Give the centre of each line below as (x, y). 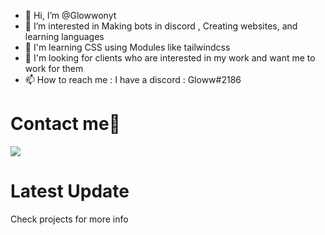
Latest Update (70, 191)
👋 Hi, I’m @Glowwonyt (70, 15)
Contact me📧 (65, 124)
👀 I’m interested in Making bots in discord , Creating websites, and (161, 26)
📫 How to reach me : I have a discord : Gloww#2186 (133, 79)
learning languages (64, 36)
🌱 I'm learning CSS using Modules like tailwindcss (127, 47)
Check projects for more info (69, 219)
